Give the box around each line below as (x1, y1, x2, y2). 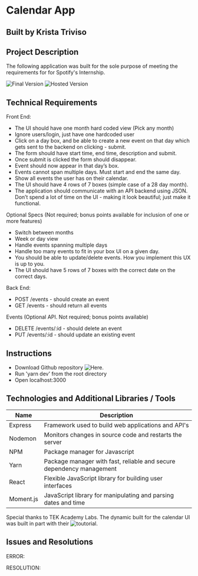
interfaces (44, 482, 72, 490)
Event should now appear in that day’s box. (14, 162, 120, 169)
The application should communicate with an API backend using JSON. (14, 187, 188, 195)
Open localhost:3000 (14, 377, 67, 384)
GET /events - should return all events (14, 302, 107, 309)
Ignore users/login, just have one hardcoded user (14, 131, 134, 138)
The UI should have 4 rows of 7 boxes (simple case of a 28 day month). (14, 181, 189, 188)
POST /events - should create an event (14, 296, 109, 303)
